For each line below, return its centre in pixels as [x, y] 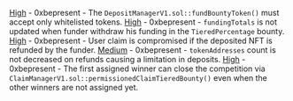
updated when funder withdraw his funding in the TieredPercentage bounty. [147, 31]
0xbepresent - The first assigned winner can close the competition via [137, 69]
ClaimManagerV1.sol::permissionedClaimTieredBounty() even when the [139, 78]
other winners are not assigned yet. [74, 87]
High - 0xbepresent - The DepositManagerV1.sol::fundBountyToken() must [144, 13]
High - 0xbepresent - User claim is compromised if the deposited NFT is [141, 40]
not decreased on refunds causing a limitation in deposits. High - [127, 59]
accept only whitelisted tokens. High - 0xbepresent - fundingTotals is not [143, 22]
